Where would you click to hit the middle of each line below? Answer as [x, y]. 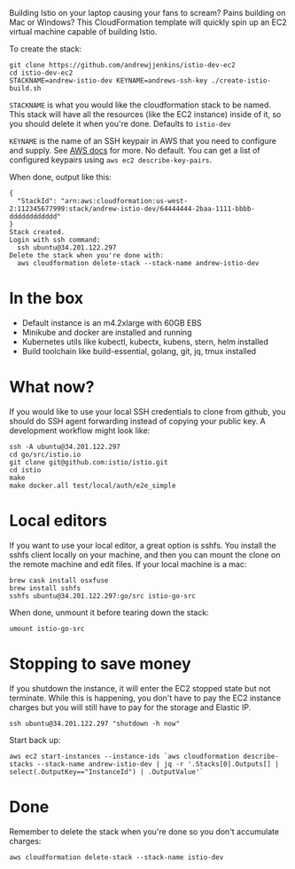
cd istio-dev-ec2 [41, 73]
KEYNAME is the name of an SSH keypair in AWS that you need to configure [143, 141]
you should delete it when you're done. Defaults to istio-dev [120, 124]
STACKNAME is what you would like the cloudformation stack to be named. [140, 105]
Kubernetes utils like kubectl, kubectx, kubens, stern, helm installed [145, 342]
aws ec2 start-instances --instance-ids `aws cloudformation [124, 756]
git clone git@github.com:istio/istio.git [89, 462]
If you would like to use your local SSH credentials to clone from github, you [147, 411]
